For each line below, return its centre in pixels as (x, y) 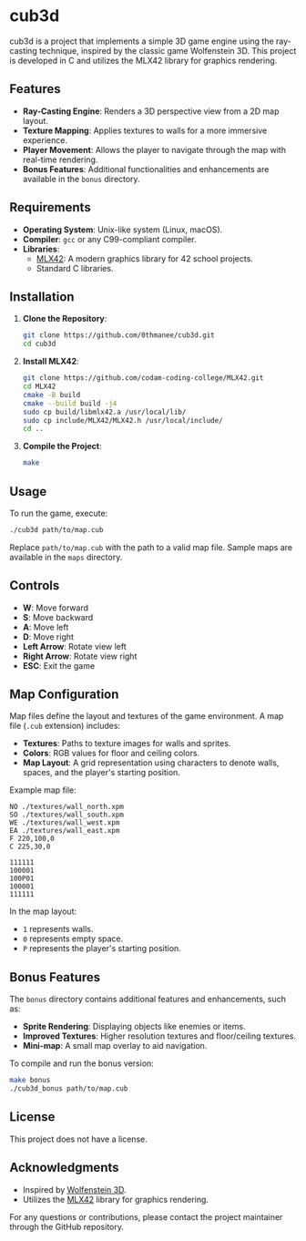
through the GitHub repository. (67, 1226)
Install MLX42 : (51, 362)
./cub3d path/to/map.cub (56, 529)
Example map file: (43, 790)
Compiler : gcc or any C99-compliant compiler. (110, 239)
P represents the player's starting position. (102, 949)
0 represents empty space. (73, 938)
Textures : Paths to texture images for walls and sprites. (127, 744)
